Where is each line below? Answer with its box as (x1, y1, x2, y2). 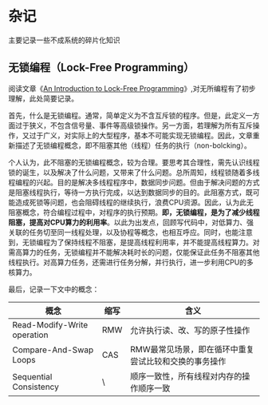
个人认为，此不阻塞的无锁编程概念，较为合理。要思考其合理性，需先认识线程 (8, 157, 260, 167)
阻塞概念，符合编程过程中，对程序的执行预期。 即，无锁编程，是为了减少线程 (8, 207, 260, 216)
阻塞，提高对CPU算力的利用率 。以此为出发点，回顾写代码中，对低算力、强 (8, 217, 254, 227)
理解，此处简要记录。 (8, 93, 78, 103)
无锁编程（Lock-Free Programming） (8, 61, 195, 74)
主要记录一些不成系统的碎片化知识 (8, 35, 120, 45)
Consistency (12, 381, 60, 392)
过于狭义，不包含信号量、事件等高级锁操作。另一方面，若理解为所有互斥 (14, 121, 253, 130)
